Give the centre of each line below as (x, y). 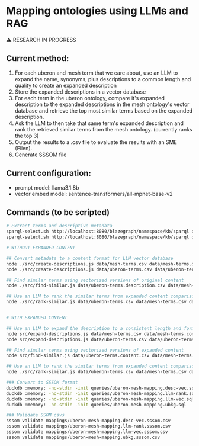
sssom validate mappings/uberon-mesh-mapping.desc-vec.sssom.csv (88, 421)
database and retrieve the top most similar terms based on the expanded (103, 110)
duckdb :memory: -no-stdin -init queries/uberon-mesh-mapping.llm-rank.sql (102, 393)
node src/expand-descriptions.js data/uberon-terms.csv (76, 339)
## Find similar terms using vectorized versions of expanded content (95, 350)
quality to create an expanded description (66, 85)
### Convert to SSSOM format (42, 383)
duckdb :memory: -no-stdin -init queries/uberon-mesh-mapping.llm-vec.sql (100, 399)
